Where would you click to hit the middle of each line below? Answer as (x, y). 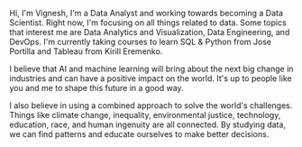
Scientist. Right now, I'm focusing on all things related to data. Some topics (148, 23)
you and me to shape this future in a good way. (96, 88)
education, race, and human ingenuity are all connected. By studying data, (148, 124)
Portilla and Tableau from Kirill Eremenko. (86, 51)
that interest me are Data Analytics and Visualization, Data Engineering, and (150, 32)
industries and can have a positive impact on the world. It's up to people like (151, 78)
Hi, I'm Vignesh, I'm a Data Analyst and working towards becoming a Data (146, 13)
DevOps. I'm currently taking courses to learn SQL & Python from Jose (141, 41)
